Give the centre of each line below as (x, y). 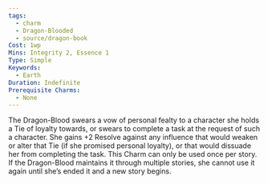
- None (26, 98)
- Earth (28, 75)
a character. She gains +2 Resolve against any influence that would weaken (133, 138)
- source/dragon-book (52, 38)
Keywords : (25, 68)
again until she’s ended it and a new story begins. (90, 171)
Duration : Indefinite (45, 82)
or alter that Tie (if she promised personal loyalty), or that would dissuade (130, 146)
